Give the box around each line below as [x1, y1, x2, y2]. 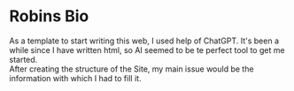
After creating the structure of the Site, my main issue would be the [9, 64, 254, 74]
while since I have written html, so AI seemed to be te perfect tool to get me [9, 44, 285, 55]
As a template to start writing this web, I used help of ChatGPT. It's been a [9, 35, 280, 46]
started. [9, 54, 38, 64]
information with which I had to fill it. [9, 72, 142, 83]
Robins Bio [9, 6, 89, 27]
